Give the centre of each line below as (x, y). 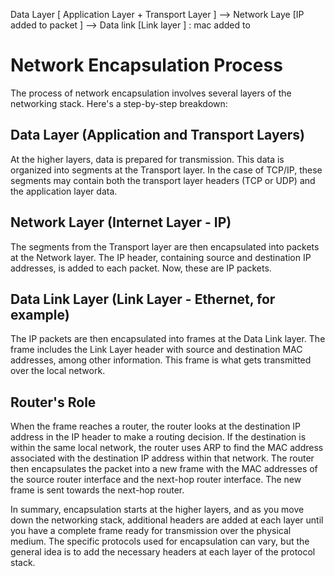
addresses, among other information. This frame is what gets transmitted (161, 360)
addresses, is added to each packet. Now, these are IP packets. (141, 268)
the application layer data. (64, 191)
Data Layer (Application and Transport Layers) (157, 135)
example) (40, 314)
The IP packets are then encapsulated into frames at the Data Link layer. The (168, 339)
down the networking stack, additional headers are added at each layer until (167, 520)
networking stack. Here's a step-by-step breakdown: (119, 103)
